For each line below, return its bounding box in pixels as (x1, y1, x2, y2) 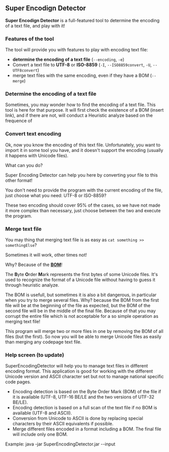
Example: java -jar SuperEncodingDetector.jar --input (5, 441, 116, 447)
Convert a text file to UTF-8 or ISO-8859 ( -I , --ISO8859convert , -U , (12, 62, 152, 68)
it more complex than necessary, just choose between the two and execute (5, 207, 161, 213)
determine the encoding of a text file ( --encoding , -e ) (12, 56, 125, 62)
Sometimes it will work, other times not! (5, 252, 87, 258)
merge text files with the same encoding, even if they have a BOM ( (12, 72, 152, 78)
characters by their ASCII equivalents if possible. (12, 421, 114, 427)
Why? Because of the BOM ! (5, 261, 63, 267)
